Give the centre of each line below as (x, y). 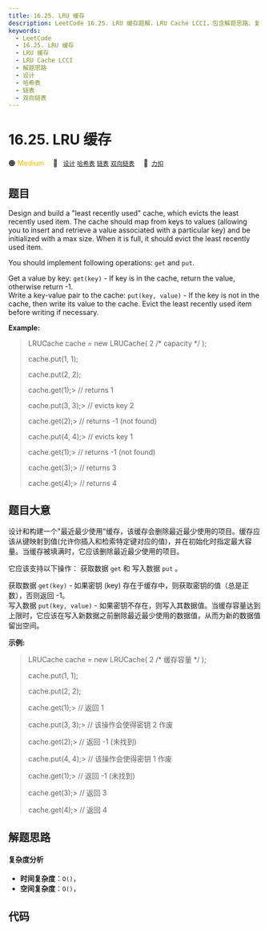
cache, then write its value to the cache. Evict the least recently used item (130, 304)
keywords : (25, 30)
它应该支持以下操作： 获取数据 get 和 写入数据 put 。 (95, 568)
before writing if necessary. (54, 312)
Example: (24, 328)
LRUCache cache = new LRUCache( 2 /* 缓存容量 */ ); (117, 659)
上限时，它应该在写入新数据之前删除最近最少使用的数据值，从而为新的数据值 (134, 615)
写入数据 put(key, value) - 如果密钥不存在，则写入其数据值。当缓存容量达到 (134, 605)
